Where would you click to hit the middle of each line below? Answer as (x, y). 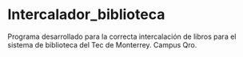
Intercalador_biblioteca (86, 15)
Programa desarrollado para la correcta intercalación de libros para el (122, 36)
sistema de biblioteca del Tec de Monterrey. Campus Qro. (102, 44)
